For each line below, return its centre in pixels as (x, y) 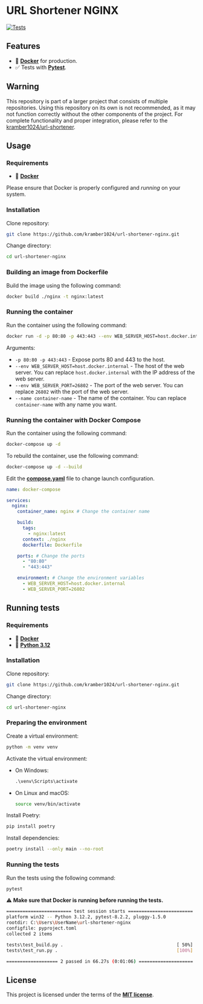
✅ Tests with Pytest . (40, 67)
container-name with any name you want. (66, 404)
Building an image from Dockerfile (57, 272)
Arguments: (21, 347)
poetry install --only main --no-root (55, 849)
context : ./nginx (44, 539)
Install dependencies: (33, 838)
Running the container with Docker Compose (73, 420)
